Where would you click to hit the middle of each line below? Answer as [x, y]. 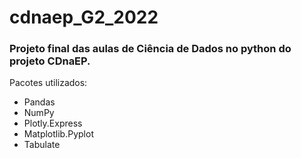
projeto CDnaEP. [50, 61]
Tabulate [42, 145]
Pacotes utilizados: [48, 83]
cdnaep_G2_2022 [84, 17]
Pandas [39, 102]
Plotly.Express [53, 123]
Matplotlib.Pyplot [58, 134]
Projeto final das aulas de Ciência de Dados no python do [150, 49]
